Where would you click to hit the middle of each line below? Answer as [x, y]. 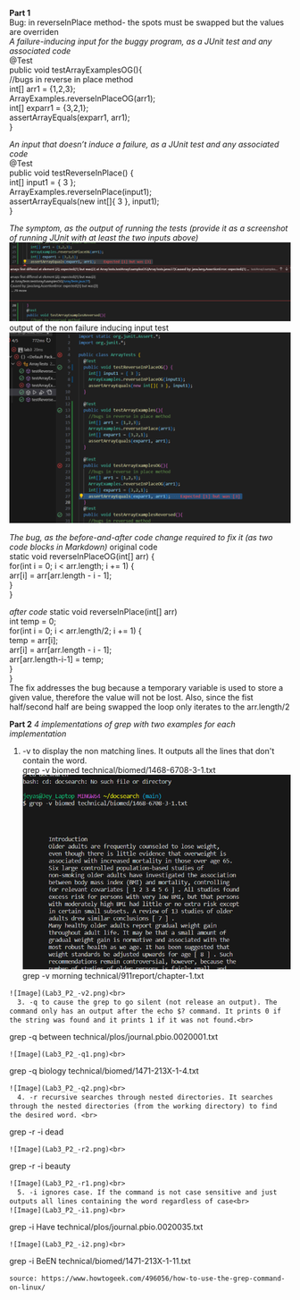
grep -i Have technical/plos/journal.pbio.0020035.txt [106, 1227]
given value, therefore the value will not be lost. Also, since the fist [131, 697]
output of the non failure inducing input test [89, 328]
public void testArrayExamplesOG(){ [76, 70]
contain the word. [54, 760]
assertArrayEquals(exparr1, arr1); [70, 117]
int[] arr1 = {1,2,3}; [42, 89]
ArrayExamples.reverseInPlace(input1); [80, 192]
